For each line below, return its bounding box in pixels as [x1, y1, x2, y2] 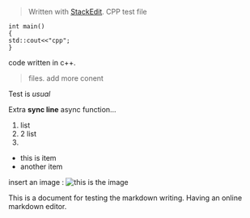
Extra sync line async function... [8, 105, 117, 114]
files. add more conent [28, 73, 104, 83]
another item [19, 161, 63, 171]
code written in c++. [8, 58, 76, 67]
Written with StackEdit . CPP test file [28, 7, 147, 16]
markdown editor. [8, 202, 67, 211]
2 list [19, 129, 37, 138]
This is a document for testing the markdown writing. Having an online [8, 193, 243, 203]
